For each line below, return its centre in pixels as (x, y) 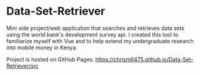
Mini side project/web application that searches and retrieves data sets (95, 28)
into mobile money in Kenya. (42, 48)
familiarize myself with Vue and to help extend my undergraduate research (100, 41)
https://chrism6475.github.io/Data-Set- (145, 59)
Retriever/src (23, 66)
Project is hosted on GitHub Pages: (50, 59)
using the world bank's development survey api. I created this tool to (92, 34)
